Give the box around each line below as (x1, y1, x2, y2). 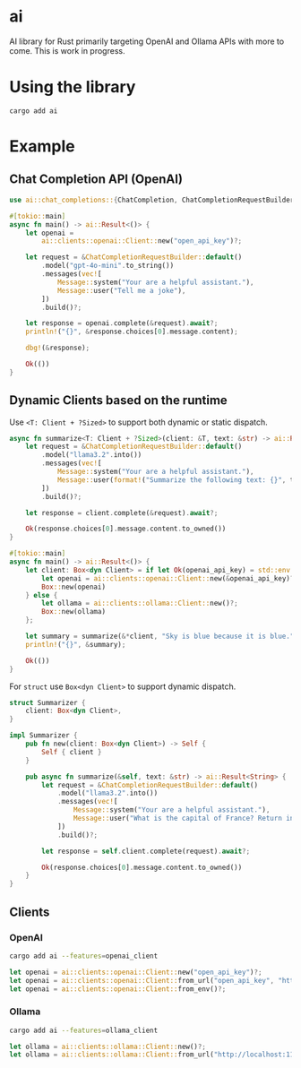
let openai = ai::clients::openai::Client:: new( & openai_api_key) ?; (41, 573, 298, 583)
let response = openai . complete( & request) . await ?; (25, 319, 219, 328)
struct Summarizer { (9, 698, 87, 707)
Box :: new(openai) (41, 582, 106, 591)
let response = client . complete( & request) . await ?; (25, 508, 219, 517)
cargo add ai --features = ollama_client (9, 1026, 159, 1035)
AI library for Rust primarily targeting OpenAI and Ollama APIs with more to (9, 36, 285, 47)
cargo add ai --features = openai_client (9, 952, 159, 960)
